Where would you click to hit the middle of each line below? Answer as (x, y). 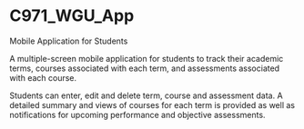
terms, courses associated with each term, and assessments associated (145, 68)
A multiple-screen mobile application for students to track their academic (147, 58)
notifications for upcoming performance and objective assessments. (137, 114)
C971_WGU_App (72, 16)
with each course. (43, 77)
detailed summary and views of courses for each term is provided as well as (152, 104)
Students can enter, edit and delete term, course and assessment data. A (147, 95)
